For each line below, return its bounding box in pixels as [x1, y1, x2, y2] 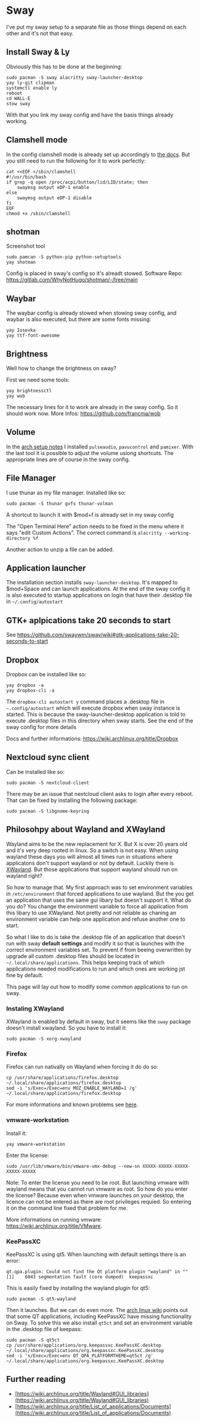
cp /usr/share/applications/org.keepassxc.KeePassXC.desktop [6, 1342, 162, 1348]
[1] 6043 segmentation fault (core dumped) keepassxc [6, 1274, 153, 1280]
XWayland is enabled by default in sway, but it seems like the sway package [6, 1018, 191, 1025]
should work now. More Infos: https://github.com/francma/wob [6, 410, 161, 417]
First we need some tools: [6, 376, 70, 383]
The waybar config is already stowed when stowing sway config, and [6, 309, 177, 317]
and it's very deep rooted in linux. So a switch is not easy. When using [6, 847, 179, 854]
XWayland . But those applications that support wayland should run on [6, 865, 178, 873]
